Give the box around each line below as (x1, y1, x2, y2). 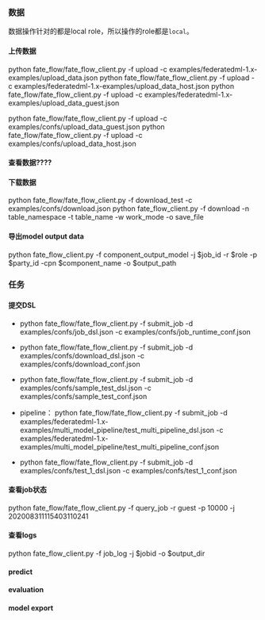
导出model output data (8, 232, 85, 241)
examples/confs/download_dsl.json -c (19, 350, 145, 360)
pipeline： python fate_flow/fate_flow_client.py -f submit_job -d (19, 408, 228, 417)
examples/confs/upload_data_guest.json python (8, 121, 165, 132)
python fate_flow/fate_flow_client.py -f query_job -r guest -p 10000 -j (8, 503, 236, 512)
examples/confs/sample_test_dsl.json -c (19, 383, 152, 392)
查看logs (8, 530, 37, 540)
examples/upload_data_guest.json (8, 98, 120, 108)
